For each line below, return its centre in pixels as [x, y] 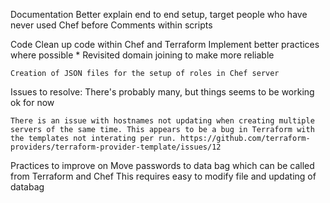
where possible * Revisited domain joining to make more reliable [142, 55]
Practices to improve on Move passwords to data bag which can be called [162, 165]
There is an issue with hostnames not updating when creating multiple [162, 121]
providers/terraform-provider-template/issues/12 [116, 147]
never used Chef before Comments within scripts [111, 25]
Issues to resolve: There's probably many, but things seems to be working [162, 92]
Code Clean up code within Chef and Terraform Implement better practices [165, 44]
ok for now [32, 102]
